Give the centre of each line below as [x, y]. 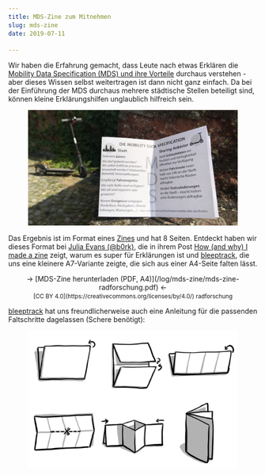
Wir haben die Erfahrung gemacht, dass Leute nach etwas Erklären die [123, 65]
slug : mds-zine [33, 25]
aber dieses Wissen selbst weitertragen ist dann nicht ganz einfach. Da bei [130, 82]
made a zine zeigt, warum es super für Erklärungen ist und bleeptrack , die [129, 255]
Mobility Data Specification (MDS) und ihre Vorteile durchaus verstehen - [127, 74]
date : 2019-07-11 [37, 33]
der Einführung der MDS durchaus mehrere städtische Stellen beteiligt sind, [131, 90]
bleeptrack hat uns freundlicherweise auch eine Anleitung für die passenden [133, 311]
